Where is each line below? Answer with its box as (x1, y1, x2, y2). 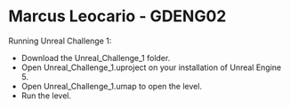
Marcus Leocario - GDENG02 (8, 6, 227, 27)
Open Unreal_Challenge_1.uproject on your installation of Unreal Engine (20, 62, 282, 73)
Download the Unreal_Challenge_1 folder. (20, 52, 171, 63)
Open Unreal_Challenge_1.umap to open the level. (20, 81, 202, 91)
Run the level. (20, 90, 72, 101)
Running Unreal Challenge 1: (8, 35, 112, 46)
